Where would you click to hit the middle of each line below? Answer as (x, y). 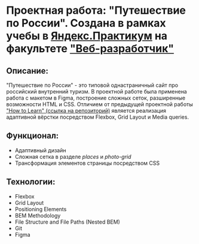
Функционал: (33, 136)
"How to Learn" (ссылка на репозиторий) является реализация (86, 111)
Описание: (27, 70)
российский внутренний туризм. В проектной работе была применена (97, 91)
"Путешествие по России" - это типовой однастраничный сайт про (92, 85)
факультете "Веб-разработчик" (90, 49)
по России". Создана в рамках (86, 23)
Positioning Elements (41, 209)
